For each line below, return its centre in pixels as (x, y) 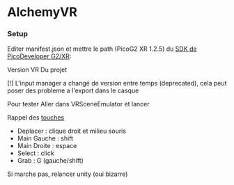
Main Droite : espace (47, 146)
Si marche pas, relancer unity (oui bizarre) (68, 174)
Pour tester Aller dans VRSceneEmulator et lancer (78, 104)
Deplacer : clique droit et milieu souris (72, 131)
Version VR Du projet (37, 70)
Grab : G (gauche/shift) (50, 161)
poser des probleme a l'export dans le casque (73, 90)
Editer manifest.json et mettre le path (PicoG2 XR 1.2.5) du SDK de (102, 49)
